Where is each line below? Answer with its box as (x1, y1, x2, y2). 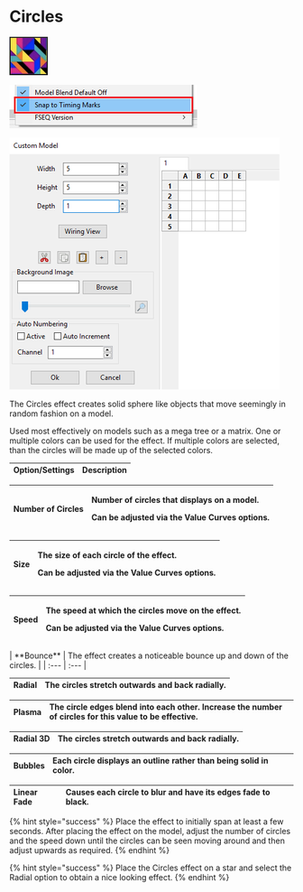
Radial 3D (13, 733, 50, 744)
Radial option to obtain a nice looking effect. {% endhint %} (9, 871, 230, 882)
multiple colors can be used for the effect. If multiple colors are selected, (9, 435, 280, 446)
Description (82, 465, 128, 476)
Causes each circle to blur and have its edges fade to (65, 787, 271, 798)
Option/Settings (13, 465, 75, 476)
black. (65, 796, 89, 807)
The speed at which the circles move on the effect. (45, 605, 242, 616)
